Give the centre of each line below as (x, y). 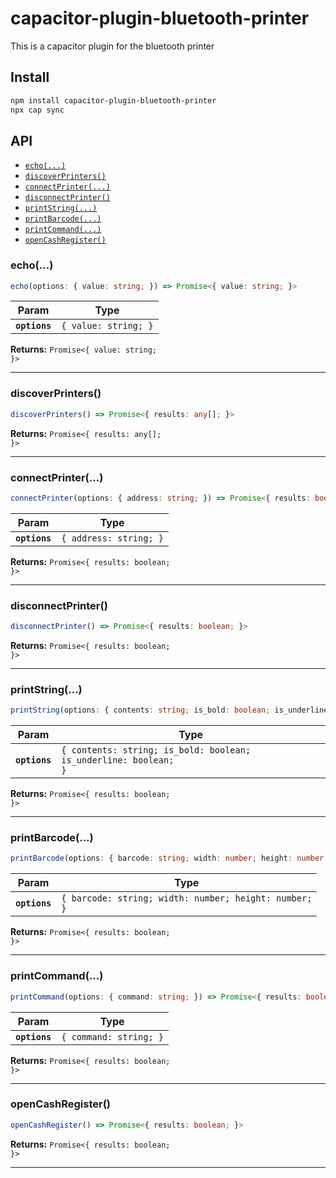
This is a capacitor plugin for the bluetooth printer (112, 46)
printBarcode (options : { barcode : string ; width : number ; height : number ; (169, 858)
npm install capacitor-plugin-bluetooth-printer (113, 100)
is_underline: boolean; (118, 760)
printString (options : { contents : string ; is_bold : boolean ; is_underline (169, 710)
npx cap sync (37, 110)
